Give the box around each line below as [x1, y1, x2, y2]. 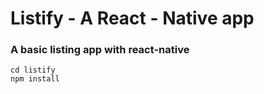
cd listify [10, 65, 56, 76]
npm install [10, 74, 60, 84]
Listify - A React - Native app [10, 7, 255, 30]
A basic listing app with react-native [10, 43, 190, 57]
